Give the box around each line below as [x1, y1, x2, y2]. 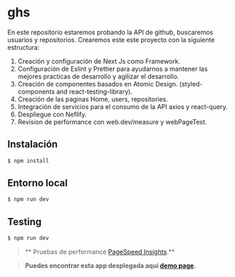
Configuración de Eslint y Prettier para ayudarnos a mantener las [17, 64, 208, 73]
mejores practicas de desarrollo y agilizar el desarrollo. [17, 72, 179, 81]
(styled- [179, 79, 203, 88]
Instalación [7, 138, 58, 151]
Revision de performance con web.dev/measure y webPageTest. [17, 117, 207, 126]
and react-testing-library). [56, 87, 133, 96]
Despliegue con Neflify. [17, 110, 87, 119]
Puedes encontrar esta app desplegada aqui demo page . [24, 261, 197, 270]
